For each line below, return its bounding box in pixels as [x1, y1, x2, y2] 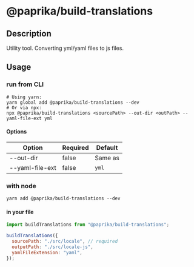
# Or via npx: [6, 104, 42, 110]
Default [96, 143, 118, 152]
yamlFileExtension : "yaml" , [12, 249, 83, 255]
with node [6, 181, 36, 190]
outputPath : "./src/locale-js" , [12, 244, 94, 250]
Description [6, 29, 52, 39]
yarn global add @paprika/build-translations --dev [6, 99, 139, 106]
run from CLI [6, 80, 44, 89]
